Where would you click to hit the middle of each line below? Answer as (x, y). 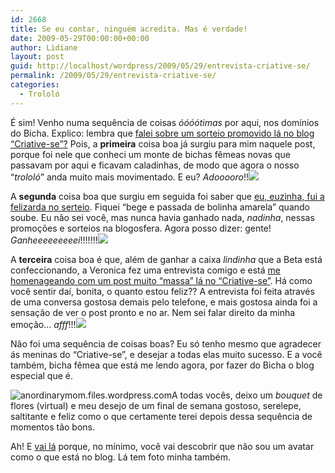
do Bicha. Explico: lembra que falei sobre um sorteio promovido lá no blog (162, 133)
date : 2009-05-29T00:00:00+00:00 (80, 38)
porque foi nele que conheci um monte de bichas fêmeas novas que (150, 154)
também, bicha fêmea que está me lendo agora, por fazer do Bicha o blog (162, 365)
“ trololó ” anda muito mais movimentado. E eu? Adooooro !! (129, 177)
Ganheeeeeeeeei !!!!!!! (54, 240)
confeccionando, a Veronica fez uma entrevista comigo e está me (145, 270)
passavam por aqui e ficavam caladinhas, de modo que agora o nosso (155, 165)
